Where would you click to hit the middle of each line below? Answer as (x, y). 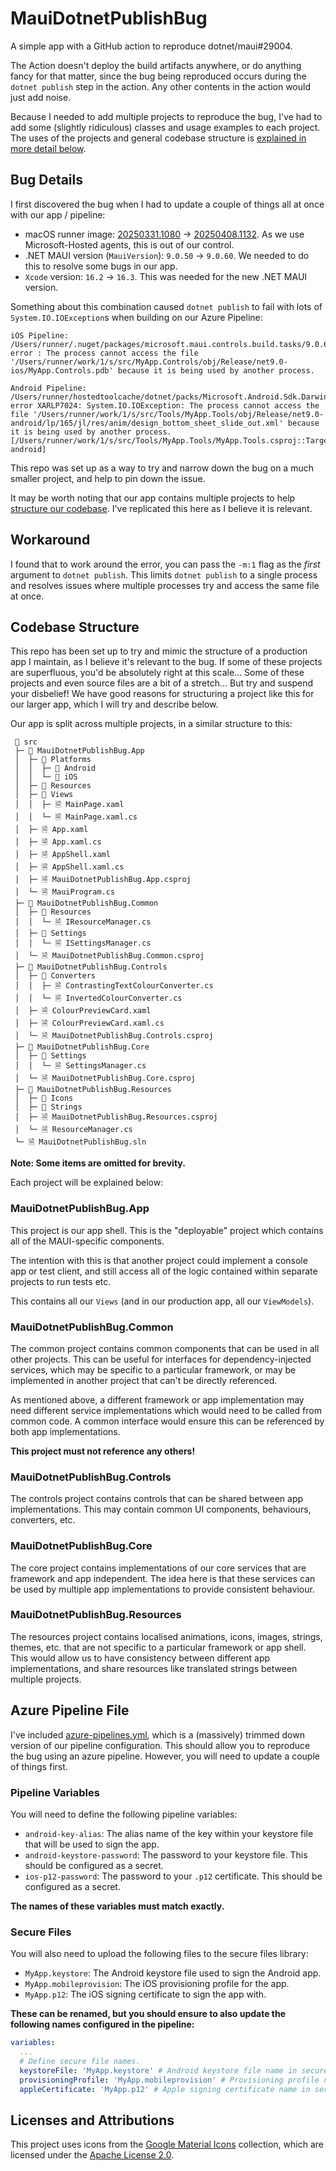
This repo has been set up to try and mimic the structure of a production (159, 651)
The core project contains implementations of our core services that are (158, 1568)
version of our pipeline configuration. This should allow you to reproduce (160, 1745)
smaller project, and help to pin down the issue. (108, 478)
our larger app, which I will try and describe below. (114, 704)
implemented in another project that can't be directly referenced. (144, 1380)
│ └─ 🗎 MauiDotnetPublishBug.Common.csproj (109, 956)
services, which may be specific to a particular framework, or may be (153, 1369)
